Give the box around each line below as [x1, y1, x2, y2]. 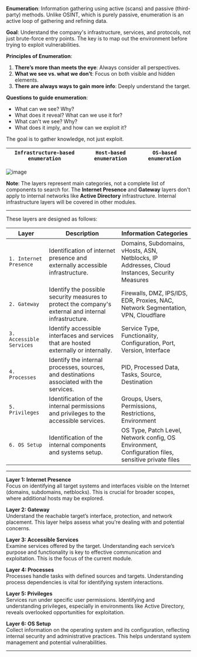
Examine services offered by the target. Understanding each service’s [6, 543, 175, 549]
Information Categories [121, 229, 188, 237]
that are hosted [49, 339, 91, 347]
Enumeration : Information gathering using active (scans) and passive [6, 5, 174, 12]
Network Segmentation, [121, 304, 186, 311]
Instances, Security [121, 269, 175, 276]
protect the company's [49, 300, 111, 308]
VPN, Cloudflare [121, 311, 166, 319]
